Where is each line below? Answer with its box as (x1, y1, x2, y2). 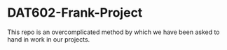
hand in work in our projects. (7, 35, 90, 43)
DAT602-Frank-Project (7, 5, 143, 21)
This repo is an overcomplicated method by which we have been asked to (7, 28, 220, 36)
